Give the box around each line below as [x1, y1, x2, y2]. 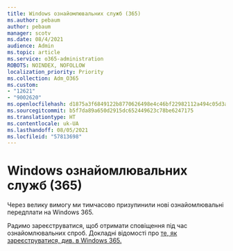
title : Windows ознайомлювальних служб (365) [7, 10, 141, 17]
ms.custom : [7, 81, 39, 88]
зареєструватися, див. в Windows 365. [7, 236, 122, 245]
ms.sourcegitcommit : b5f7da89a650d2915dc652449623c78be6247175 [7, 107, 194, 114]
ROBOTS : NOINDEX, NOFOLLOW [7, 62, 85, 69]
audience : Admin [7, 42, 54, 49]
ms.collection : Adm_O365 [7, 74, 79, 82]
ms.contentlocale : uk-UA [7, 120, 79, 127]
